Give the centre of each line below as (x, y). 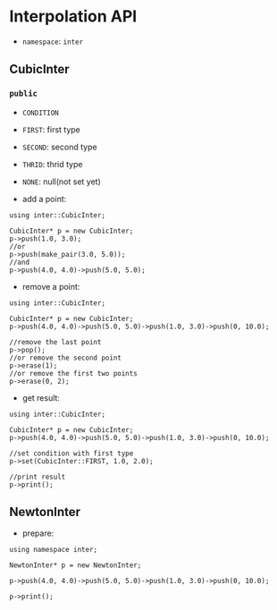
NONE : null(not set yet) (61, 182)
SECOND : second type (59, 147)
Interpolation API (73, 17)
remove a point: (51, 286)
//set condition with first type (71, 453)
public (24, 94)
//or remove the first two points (74, 373)
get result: (41, 398)
